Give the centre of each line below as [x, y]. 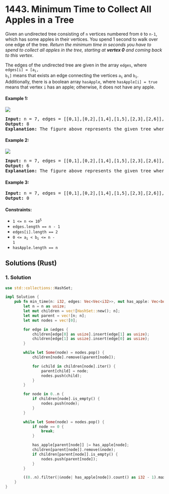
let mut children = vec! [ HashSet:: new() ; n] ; [72, 311]
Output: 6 [17, 166]
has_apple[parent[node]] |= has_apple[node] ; [80, 445]
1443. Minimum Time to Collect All [78, 9]
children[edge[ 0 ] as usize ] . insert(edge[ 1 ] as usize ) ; [91, 334]
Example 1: [17, 99]
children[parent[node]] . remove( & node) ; [74, 450]
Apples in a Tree [40, 20]
